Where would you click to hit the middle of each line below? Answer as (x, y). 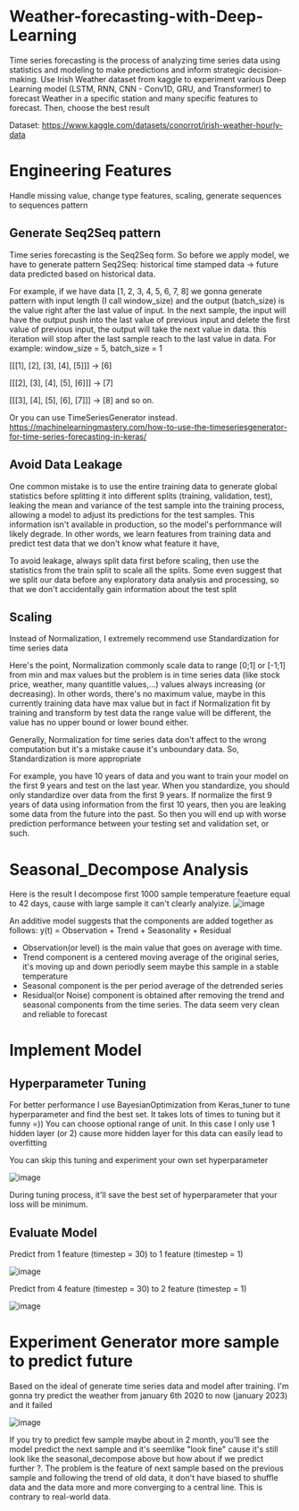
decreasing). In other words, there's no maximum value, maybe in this (137, 694)
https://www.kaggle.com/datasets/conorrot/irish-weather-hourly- (162, 125)
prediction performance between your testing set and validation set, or (139, 824)
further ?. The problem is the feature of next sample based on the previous (146, 1468)
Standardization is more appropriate (75, 759)
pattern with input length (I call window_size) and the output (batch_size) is (147, 301)
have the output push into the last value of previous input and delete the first (150, 319)
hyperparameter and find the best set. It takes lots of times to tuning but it (145, 1115)
